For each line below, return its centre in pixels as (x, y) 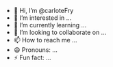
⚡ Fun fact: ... (32, 57)
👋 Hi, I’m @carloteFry (43, 11)
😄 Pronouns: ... (36, 50)
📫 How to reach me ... (45, 40)
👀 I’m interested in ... (42, 18)
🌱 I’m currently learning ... (50, 25)
